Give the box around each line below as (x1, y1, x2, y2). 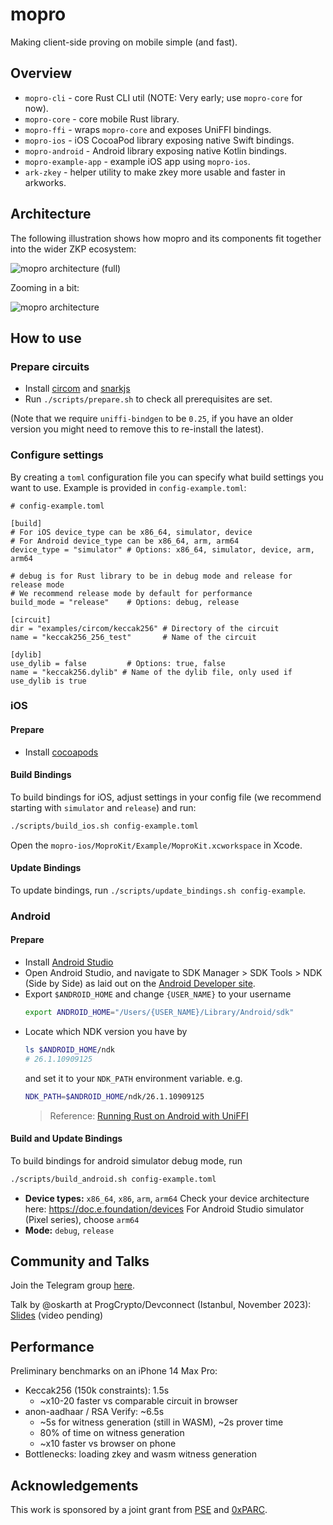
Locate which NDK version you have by (24, 1025, 188, 1037)
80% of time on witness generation (39, 1427, 185, 1439)
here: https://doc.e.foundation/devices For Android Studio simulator (24, 1203, 305, 1215)
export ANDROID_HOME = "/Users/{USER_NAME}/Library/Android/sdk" (24, 1008, 295, 1018)
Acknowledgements (10, 1477, 139, 1494)
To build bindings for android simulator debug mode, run (10, 1154, 243, 1167)
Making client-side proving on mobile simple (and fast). (10, 36, 238, 48)
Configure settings (10, 448, 104, 462)
